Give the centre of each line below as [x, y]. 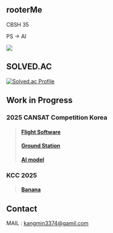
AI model [32, 159]
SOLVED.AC [29, 67]
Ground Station [40, 146]
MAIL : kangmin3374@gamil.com [47, 223]
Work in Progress [40, 100]
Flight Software [41, 132]
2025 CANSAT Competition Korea [57, 117]
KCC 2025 [22, 175]
